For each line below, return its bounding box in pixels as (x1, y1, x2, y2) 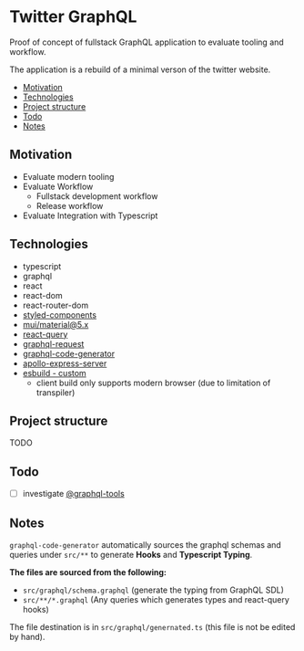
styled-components (22, 309, 97, 320)
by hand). (9, 632, 46, 643)
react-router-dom (22, 299, 89, 310)
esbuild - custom (22, 367, 86, 378)
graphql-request (22, 338, 85, 349)
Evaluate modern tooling (22, 171, 115, 182)
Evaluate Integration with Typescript (22, 210, 158, 221)
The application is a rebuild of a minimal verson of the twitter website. (9, 64, 271, 75)
